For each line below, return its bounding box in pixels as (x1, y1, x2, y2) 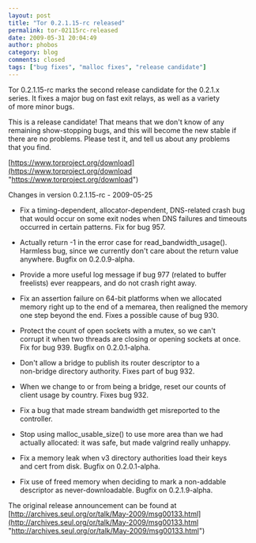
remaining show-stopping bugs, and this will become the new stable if (8, 125, 237, 135)
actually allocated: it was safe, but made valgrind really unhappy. (19, 438, 232, 447)
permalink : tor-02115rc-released (8, 26, 119, 34)
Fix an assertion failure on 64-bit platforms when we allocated (19, 293, 223, 303)
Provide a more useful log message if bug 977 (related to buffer (19, 270, 227, 279)
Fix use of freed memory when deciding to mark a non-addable (19, 476, 227, 486)
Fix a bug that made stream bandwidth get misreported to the (19, 405, 220, 415)
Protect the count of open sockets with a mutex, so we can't (19, 326, 216, 335)
